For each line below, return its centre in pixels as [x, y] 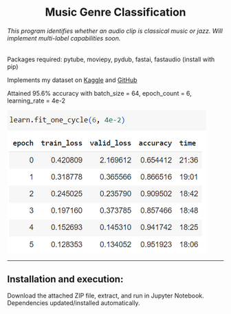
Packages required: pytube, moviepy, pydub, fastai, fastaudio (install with [111, 59]
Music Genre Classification [115, 12]
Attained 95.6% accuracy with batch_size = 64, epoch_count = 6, [100, 94]
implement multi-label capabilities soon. [64, 38]
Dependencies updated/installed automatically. [74, 303]
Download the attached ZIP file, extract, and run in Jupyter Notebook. [106, 296]
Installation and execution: [65, 279]
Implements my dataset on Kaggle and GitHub [72, 80]
